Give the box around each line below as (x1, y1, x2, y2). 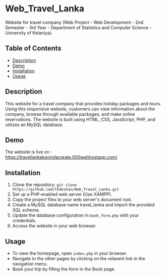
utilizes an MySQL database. (5, 122, 63, 128)
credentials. (12, 218, 37, 224)
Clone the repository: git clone (12, 182, 77, 188)
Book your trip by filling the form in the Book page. (12, 266, 115, 272)
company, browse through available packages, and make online (5, 111, 135, 117)
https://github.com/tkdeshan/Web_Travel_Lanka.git (12, 187, 119, 192)
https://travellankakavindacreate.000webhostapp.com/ (5, 154, 117, 160)
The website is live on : (5, 149, 52, 155)
